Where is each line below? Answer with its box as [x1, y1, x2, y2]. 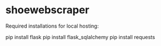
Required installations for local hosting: [5, 22, 99, 29]
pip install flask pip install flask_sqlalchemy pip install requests [5, 33, 155, 40]
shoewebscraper [5, 3, 90, 17]
